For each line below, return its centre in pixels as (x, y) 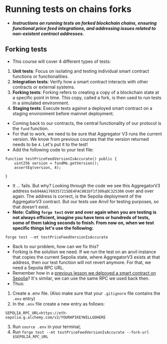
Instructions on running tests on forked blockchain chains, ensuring (84, 23)
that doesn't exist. (31, 207)
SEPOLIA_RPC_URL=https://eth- (37, 313)
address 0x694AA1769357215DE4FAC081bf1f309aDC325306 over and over (83, 191)
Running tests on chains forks (68, 9)
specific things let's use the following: (53, 228)
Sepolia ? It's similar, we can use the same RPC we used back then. (81, 278)
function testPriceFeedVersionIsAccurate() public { (61, 159)
